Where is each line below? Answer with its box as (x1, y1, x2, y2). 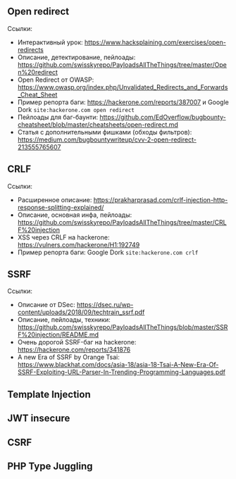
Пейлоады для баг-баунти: (17, 113, 99, 121)
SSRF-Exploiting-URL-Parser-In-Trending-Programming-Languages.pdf (17, 368, 225, 376)
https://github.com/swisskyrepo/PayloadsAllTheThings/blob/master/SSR (17, 323, 228, 332)
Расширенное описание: (17, 195, 92, 204)
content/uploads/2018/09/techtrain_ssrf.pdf (17, 308, 145, 316)
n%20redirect (17, 68, 58, 76)
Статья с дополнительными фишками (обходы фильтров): (17, 127, 192, 136)
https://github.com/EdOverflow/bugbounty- (99, 113, 227, 121)
